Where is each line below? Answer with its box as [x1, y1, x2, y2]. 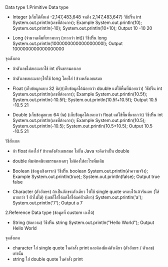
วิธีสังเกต [5, 138, 20, 144]
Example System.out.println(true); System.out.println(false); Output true [12, 173, 160, 179]
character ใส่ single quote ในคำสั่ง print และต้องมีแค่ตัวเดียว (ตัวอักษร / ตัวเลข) [12, 245, 154, 250]
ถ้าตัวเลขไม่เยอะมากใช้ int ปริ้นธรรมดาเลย [12, 65, 81, 71]
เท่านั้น [12, 250, 24, 256]
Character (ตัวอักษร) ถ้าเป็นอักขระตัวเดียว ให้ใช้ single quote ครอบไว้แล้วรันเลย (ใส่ [12, 188, 159, 194]
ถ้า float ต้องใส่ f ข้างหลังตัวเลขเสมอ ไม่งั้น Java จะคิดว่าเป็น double [12, 148, 130, 154]
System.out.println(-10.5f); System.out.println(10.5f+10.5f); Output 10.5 [12, 97, 157, 102]
